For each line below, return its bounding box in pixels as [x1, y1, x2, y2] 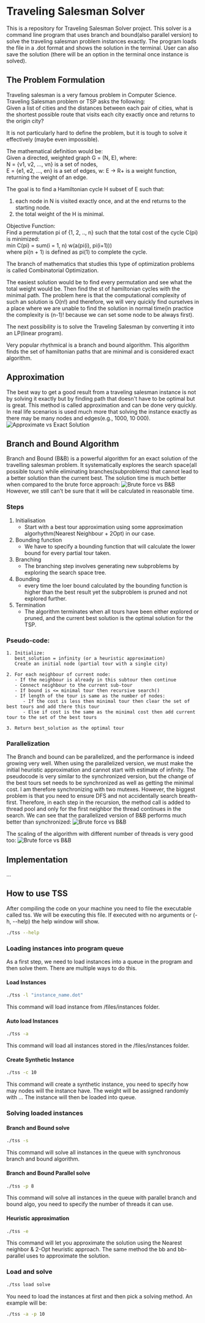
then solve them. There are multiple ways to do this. [6, 965, 137, 972]
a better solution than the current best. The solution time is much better [6, 474, 187, 482]
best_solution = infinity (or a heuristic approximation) [14, 655, 166, 661]
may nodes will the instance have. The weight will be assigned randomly [6, 1087, 188, 1094]
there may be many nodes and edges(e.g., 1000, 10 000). [6, 414, 151, 422]
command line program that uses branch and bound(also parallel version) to [6, 31, 198, 38]
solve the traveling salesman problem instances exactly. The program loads [6, 37, 197, 45]
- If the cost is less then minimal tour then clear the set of [22, 698, 190, 704]
